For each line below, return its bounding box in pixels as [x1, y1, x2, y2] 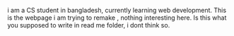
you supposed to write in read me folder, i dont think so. [7, 21, 170, 29]
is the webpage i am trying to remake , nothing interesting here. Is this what [7, 13, 227, 22]
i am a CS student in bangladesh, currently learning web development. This [7, 6, 227, 14]
